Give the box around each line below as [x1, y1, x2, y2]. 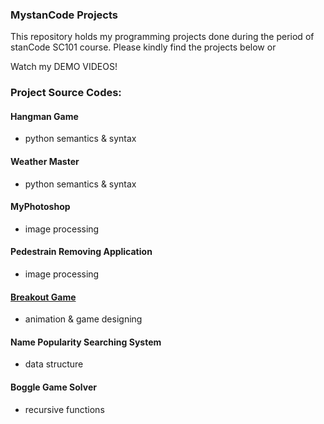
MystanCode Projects [10, 8, 118, 22]
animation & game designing [24, 313, 143, 325]
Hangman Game [10, 110, 79, 122]
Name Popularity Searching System [10, 336, 162, 348]
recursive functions [24, 403, 105, 415]
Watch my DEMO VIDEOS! [10, 61, 118, 73]
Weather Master [10, 156, 80, 168]
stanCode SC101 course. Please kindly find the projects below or [10, 41, 277, 53]
